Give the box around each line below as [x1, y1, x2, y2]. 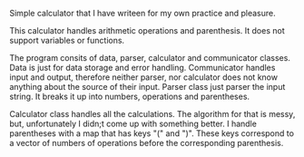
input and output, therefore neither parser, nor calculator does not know [9, 72, 279, 83]
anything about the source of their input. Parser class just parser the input [9, 82, 286, 92]
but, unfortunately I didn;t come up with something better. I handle [9, 118, 257, 129]
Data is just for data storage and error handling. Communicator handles [9, 63, 276, 73]
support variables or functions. [9, 35, 125, 45]
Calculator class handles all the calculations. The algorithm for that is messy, [9, 109, 296, 119]
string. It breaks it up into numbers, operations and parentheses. [9, 91, 250, 102]
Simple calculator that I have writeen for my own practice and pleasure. [9, 8, 276, 18]
